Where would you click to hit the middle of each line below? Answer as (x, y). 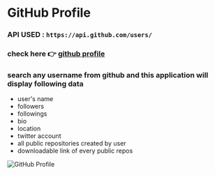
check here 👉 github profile (56, 54)
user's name (35, 99)
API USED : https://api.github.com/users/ (80, 35)
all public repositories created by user (72, 144)
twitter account (39, 136)
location (29, 129)
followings (32, 114)
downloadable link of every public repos (75, 151)
